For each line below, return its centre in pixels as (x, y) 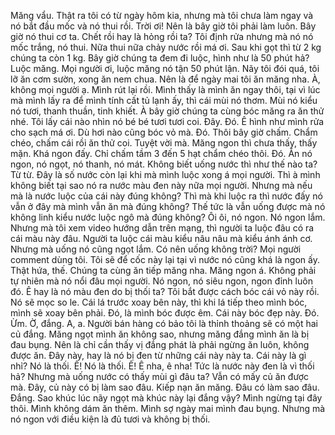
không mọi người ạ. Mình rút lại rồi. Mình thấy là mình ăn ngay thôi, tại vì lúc (165, 89)
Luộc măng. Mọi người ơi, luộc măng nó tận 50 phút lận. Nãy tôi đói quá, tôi (165, 68)
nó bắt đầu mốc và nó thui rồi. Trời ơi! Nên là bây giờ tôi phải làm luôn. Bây (163, 26)
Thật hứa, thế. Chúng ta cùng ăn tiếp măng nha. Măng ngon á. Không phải (163, 270)
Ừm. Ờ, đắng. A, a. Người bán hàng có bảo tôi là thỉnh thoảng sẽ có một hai (164, 323)
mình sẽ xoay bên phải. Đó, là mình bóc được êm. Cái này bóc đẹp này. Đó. (165, 313)
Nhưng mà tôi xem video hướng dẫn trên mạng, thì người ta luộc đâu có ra (162, 228)
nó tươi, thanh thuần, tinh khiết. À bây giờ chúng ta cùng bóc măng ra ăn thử (167, 111)
